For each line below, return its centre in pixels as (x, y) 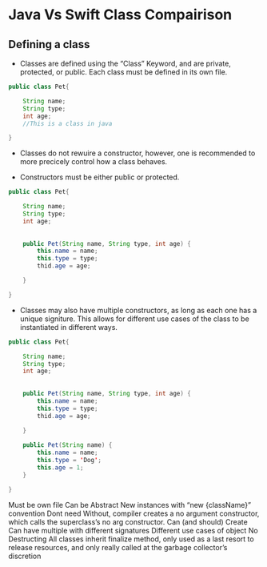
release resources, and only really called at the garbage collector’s (118, 547)
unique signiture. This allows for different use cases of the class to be (134, 319)
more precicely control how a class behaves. (94, 162)
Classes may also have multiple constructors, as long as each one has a (138, 310)
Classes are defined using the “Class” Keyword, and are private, (126, 63)
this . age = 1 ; (60, 467)
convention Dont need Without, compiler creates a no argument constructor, (134, 513)
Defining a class (49, 44)
